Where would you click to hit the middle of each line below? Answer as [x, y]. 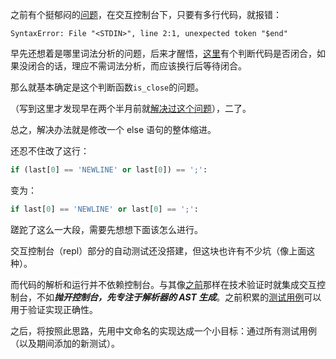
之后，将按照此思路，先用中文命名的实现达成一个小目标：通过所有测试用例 [163, 330]
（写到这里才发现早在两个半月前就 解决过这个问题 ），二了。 [131, 108]
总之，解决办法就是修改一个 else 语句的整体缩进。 [113, 129]
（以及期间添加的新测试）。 [65, 343]
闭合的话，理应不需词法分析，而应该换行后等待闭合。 [137, 66]
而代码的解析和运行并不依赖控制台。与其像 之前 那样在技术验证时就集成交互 [163, 284]
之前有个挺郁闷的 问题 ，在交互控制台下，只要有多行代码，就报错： [146, 14]
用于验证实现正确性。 [54, 309]
